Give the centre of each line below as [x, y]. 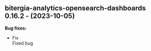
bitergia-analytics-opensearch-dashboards [75, 8]
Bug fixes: [16, 28]
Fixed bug [23, 43]
